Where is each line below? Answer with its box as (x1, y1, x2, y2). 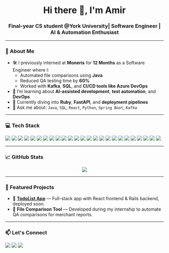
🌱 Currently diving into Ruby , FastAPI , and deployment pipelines (12, 99, 148, 105)
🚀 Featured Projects (5, 184, 54, 191)
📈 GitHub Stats (5, 154, 44, 160)
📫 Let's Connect (5, 229, 47, 236)
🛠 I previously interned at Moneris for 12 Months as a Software (12, 59, 145, 66)
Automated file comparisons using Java (20, 72, 103, 78)
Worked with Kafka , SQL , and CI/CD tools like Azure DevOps (20, 83, 148, 89)
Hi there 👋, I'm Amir (43, 5, 126, 16)
